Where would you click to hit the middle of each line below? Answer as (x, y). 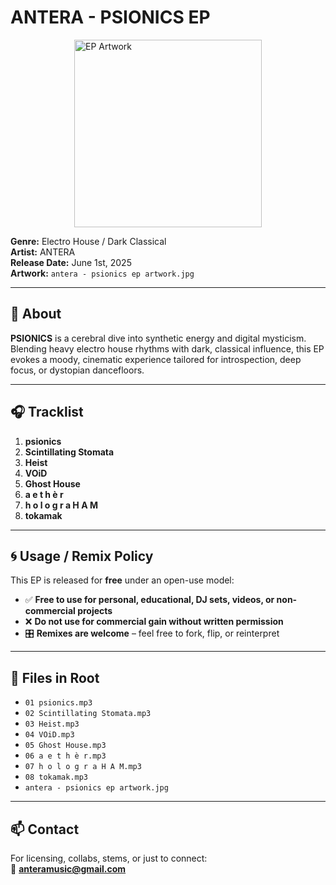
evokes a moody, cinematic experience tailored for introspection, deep (156, 359)
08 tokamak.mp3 (56, 777)
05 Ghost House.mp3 (65, 746)
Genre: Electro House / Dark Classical (88, 241)
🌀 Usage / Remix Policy (82, 556)
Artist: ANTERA (43, 252)
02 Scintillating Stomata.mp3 (88, 714)
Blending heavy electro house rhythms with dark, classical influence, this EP (167, 348)
